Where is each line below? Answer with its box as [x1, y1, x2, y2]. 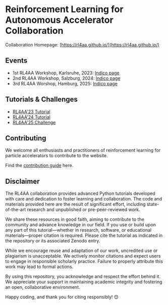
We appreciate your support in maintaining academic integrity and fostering [5, 279, 162, 285]
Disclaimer [5, 177, 40, 185]
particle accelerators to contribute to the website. [5, 152, 108, 159]
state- [146, 201, 159, 208]
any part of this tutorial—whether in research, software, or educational [5, 227, 152, 233]
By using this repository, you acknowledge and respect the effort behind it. [5, 274, 160, 280]
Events [5, 57, 28, 65]
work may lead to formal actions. [5, 264, 74, 270]
